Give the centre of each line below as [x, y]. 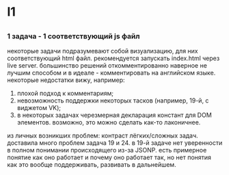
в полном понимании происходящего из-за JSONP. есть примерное [107, 150]
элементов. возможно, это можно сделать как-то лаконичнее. [109, 122]
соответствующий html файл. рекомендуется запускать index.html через [113, 58]
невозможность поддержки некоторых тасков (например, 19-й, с [113, 100]
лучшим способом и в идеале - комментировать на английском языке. [111, 72]
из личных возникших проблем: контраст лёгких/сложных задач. [103, 135]
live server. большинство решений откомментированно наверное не [107, 65]
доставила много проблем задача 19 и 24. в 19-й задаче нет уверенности [115, 143]
